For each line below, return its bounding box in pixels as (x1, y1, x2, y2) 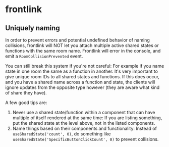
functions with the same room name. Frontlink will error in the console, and (5, 48, 161, 54)
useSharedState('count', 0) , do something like (12, 131, 111, 137)
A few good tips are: (5, 100, 47, 106)
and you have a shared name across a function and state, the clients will (5, 79, 155, 85)
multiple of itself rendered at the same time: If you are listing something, (12, 115, 162, 121)
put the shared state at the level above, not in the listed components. (12, 120, 155, 126)
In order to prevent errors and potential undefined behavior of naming (5, 37, 150, 43)
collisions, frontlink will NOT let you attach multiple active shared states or (5, 42, 159, 48)
